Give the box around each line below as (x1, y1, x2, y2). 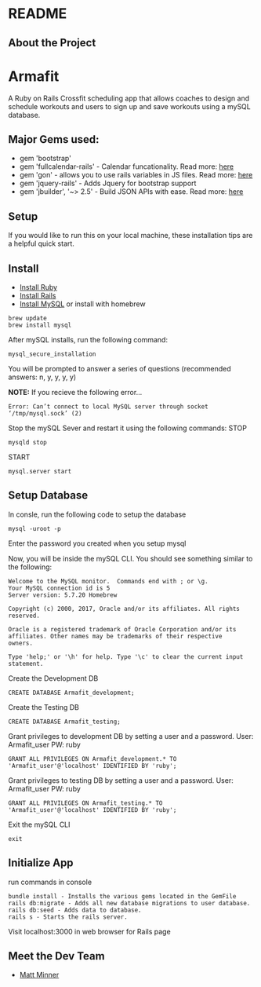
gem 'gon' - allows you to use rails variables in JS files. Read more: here (19, 170, 253, 180)
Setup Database (8, 488, 89, 503)
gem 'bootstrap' (19, 154, 72, 163)
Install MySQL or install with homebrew (19, 299, 147, 309)
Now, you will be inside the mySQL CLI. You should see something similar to (8, 554, 253, 563)
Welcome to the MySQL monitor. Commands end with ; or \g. (8, 577, 209, 585)
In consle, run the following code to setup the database (8, 510, 187, 519)
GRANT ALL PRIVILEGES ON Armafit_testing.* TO (8, 799, 163, 807)
